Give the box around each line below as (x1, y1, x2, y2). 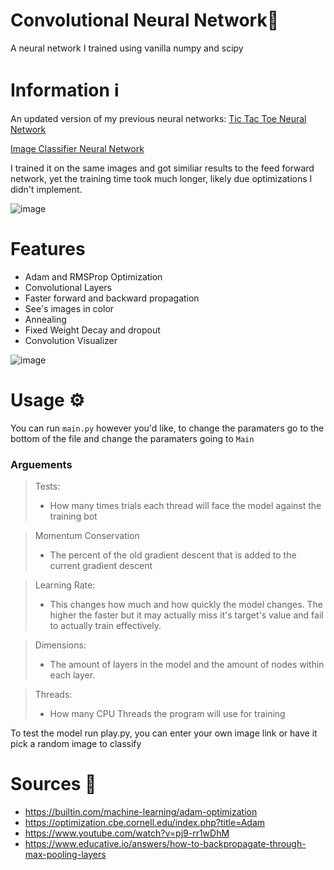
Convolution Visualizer (24, 334, 118, 346)
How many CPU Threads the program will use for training (49, 708, 286, 720)
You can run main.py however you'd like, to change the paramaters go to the (10, 422, 325, 434)
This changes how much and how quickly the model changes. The (49, 599, 323, 611)
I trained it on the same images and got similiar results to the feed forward (10, 162, 315, 174)
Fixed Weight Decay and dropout (24, 324, 161, 336)
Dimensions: (34, 639, 87, 651)
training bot (49, 510, 98, 523)
